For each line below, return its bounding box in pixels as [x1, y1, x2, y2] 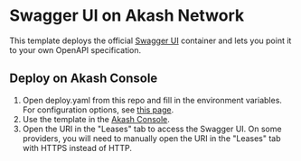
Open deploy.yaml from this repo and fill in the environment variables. [22, 94, 283, 105]
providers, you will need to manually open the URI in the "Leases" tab [22, 132, 282, 144]
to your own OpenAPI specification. [9, 44, 142, 55]
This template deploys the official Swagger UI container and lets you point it [9, 35, 292, 46]
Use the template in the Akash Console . [22, 113, 170, 124]
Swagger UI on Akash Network [9, 5, 245, 26]
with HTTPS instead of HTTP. [22, 142, 133, 153]
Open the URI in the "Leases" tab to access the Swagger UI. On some [22, 123, 282, 134]
